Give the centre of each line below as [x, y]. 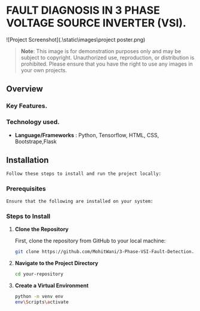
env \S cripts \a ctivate [42, 302]
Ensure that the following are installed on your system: [80, 201]
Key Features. [27, 106]
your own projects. [44, 70]
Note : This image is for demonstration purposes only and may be [101, 51]
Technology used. [33, 122]
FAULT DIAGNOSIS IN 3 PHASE [83, 10]
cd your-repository [39, 274]
